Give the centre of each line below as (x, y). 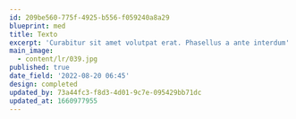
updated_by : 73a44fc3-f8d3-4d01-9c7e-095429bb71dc (106, 92)
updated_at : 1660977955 (54, 101)
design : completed (43, 84)
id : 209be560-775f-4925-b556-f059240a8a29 (89, 17)
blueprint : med (38, 26)
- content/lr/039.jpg (58, 59)
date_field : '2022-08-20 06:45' (69, 76)
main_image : (31, 51)
